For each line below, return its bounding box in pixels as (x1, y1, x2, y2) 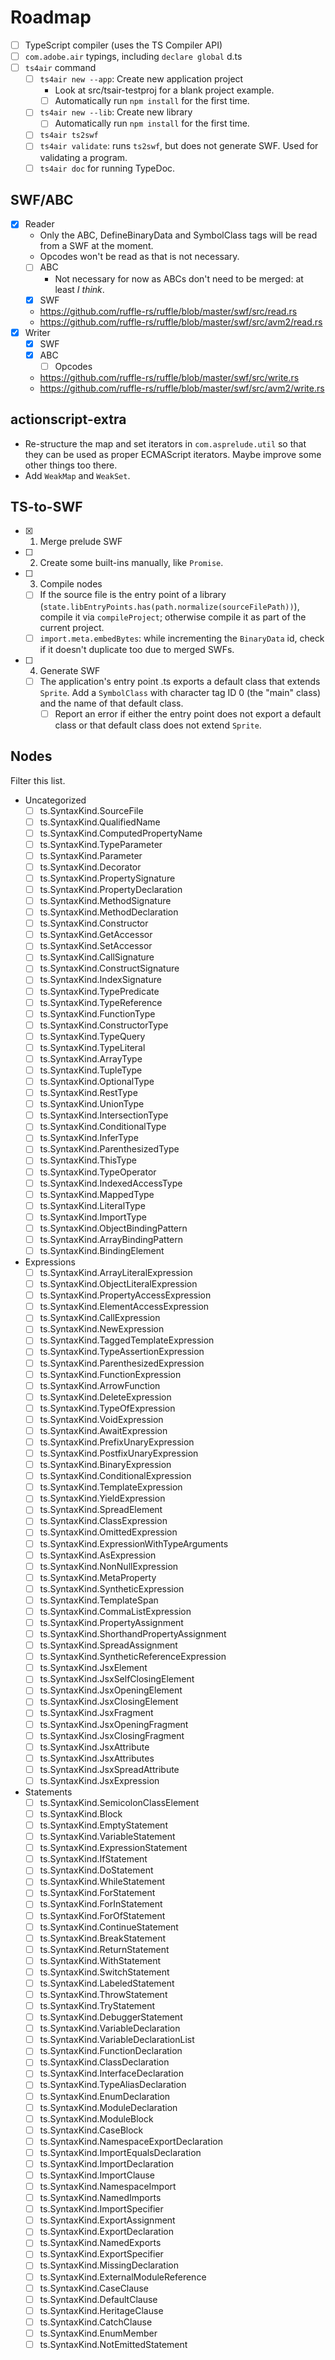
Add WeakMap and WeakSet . (24, 469, 131, 481)
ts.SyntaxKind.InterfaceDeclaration (39, 2067, 185, 2080)
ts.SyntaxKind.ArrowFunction (39, 1379, 161, 1391)
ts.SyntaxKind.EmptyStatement (39, 1819, 168, 1831)
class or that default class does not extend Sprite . (54, 719, 262, 731)
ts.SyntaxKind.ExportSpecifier (39, 2248, 164, 2260)
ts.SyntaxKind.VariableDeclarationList (39, 2034, 195, 2046)
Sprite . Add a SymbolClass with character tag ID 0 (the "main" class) (39, 686, 322, 698)
